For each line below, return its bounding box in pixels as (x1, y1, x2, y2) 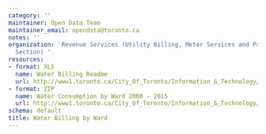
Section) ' (15, 48, 51, 56)
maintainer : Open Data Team (8, 19, 101, 27)
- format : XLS (8, 63, 55, 71)
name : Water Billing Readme (15, 70, 108, 78)
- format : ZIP (8, 84, 55, 93)
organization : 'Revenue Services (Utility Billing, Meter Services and (8, 41, 249, 49)
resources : (8, 56, 44, 64)
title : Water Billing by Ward (8, 114, 108, 122)
